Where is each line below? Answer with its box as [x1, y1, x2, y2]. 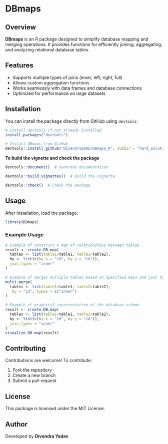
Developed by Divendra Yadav [5, 433, 68, 439]
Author [5, 420, 27, 429]
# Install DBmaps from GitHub [5, 141, 68, 146]
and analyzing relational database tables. [5, 47, 90, 52]
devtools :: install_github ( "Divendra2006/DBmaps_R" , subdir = [5, 146, 135, 151]
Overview [5, 23, 36, 31]
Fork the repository [12, 367, 52, 373]
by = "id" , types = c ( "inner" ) [11, 289, 77, 294]
